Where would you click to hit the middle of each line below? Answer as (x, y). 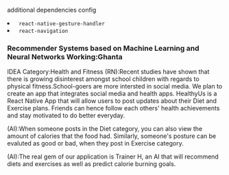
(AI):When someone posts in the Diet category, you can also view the (105, 129)
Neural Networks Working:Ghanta (65, 56)
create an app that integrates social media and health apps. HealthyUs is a (112, 94)
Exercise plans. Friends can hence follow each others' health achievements (113, 108)
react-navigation (44, 31)
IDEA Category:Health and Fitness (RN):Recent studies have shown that (108, 72)
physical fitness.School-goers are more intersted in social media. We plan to (115, 86)
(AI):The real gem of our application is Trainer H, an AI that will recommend (113, 156)
